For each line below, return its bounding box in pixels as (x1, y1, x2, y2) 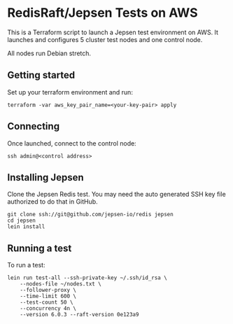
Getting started (7, 69, 76, 81)
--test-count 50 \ (20, 299, 73, 306)
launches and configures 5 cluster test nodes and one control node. (7, 35, 203, 43)
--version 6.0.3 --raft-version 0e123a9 (20, 311, 139, 318)
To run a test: (7, 261, 45, 269)
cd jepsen (7, 217, 36, 225)
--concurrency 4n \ (20, 305, 77, 312)
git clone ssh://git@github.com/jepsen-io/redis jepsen (7, 211, 174, 218)
